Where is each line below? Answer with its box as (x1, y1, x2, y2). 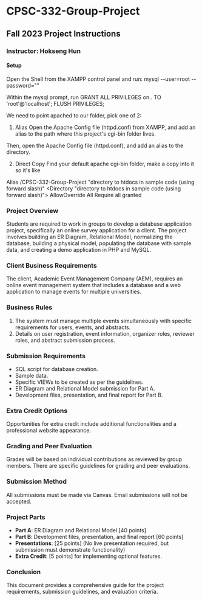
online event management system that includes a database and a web (6, 282, 181, 289)
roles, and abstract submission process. (15, 336, 115, 344)
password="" (6, 82, 39, 89)
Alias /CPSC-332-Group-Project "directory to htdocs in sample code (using (6, 178, 195, 186)
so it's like (15, 166, 41, 174)
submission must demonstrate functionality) (15, 546, 126, 554)
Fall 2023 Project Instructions (6, 29, 121, 39)
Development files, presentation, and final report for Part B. (15, 391, 163, 398)
